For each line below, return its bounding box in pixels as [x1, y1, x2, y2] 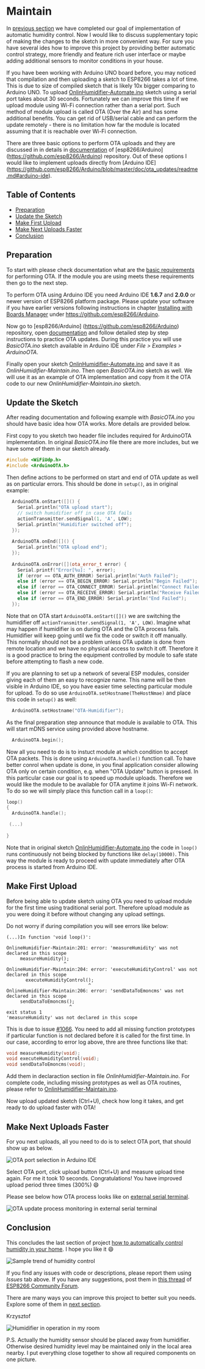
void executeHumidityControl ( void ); [6, 1055, 99, 1062]
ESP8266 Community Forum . [6, 1282, 79, 1289]
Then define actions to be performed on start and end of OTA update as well [6, 473, 198, 481]
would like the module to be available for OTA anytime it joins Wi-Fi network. [6, 780, 198, 788]
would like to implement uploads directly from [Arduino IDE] [6, 159, 157, 166]
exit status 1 [6, 1009, 43, 1015]
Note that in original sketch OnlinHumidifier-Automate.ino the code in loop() [6, 843, 198, 851]
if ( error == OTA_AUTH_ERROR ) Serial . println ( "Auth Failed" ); [17, 573, 179, 579]
